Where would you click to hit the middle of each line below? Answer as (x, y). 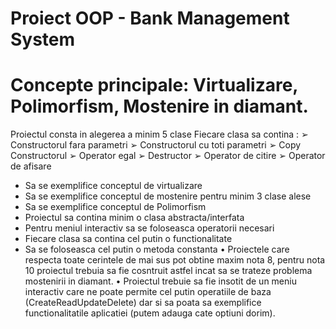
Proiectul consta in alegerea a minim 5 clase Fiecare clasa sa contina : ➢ (159, 134)
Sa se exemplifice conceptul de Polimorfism (115, 207)
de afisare (31, 166)
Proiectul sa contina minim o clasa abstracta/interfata (134, 218)
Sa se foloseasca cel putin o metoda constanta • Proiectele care (157, 249)
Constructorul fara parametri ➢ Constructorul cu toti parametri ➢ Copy (156, 145)
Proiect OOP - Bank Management (150, 18)
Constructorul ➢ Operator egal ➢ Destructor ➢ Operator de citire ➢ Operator (168, 156)
